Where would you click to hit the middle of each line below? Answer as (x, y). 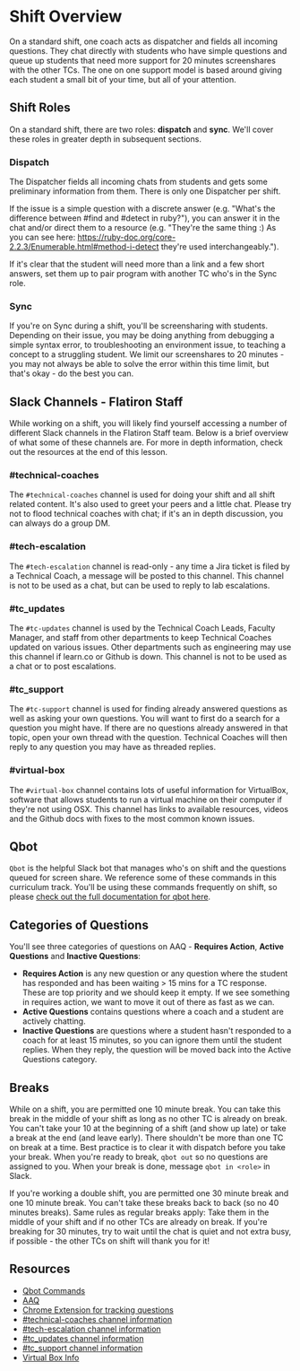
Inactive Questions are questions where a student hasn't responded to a (157, 1031)
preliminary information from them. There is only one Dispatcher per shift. (145, 191)
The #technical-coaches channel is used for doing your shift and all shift (142, 494)
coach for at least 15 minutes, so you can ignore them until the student (152, 1040)
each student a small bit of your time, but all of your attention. (123, 79)
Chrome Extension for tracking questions (98, 1310)
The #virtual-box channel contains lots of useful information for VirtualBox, (149, 790)
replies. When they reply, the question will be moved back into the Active (157, 1050)
